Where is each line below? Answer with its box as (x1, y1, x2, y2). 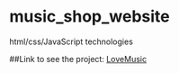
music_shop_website (9, 6, 171, 27)
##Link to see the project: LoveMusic (9, 53, 147, 64)
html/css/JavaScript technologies (9, 36, 133, 47)
